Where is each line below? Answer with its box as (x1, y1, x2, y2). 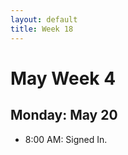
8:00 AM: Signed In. (24, 133, 108, 145)
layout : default (10, 14, 78, 25)
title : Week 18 (10, 24, 74, 34)
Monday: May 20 (10, 107, 118, 124)
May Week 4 (10, 67, 117, 90)
